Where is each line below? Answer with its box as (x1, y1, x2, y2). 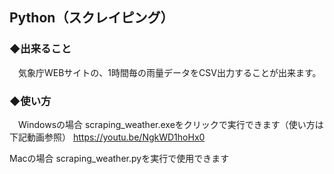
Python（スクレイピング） (9, 9, 174, 27)
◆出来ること (9, 42, 72, 56)
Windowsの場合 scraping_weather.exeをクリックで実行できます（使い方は (17, 118, 324, 130)
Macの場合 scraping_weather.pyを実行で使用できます (9, 152, 230, 164)
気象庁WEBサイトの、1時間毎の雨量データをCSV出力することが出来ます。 (17, 66, 322, 78)
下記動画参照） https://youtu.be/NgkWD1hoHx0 (9, 131, 206, 143)
